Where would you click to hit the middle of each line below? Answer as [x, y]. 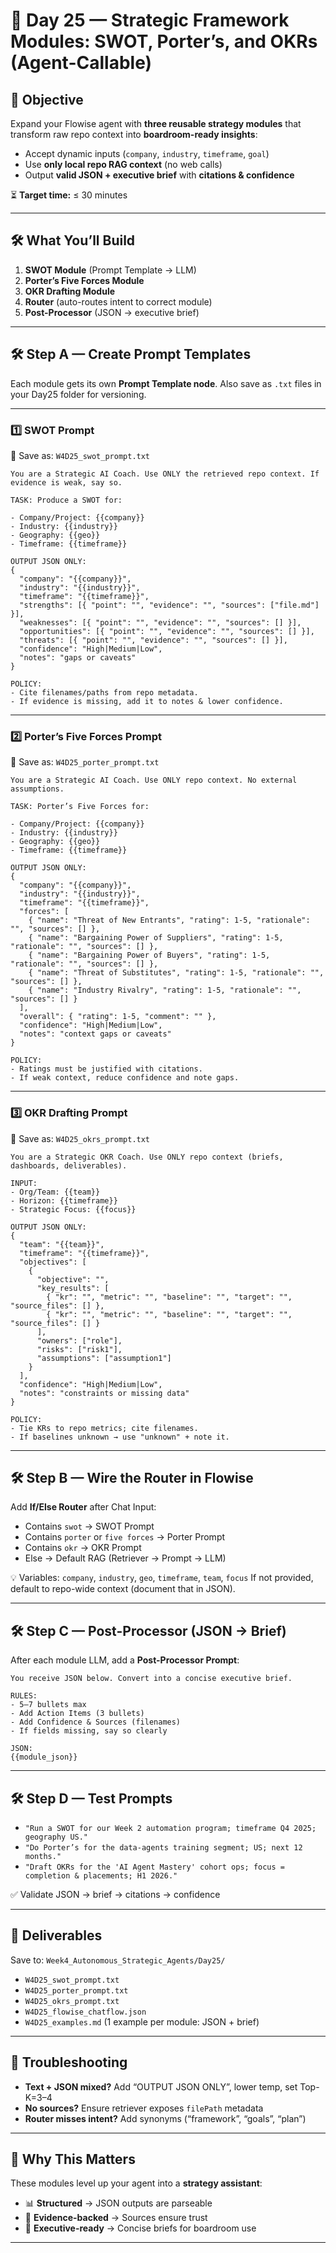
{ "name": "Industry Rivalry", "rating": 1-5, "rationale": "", [165, 990]
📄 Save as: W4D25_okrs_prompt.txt [80, 1138]
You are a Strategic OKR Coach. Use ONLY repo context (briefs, [147, 1157]
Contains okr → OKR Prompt [83, 1548]
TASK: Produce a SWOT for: [66, 500]
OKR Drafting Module [70, 291]
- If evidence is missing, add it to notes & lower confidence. [147, 701]
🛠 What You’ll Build [73, 240]
